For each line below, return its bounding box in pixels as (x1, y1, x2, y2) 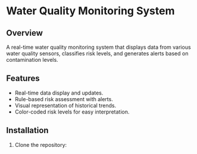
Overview (6, 28, 43, 38)
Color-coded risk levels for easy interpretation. (14, 108, 130, 115)
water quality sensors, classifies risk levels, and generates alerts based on (6, 50, 189, 57)
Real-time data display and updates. (14, 89, 104, 96)
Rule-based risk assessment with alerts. (14, 95, 113, 102)
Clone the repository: (14, 141, 67, 148)
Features (6, 73, 40, 84)
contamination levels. (6, 56, 58, 63)
